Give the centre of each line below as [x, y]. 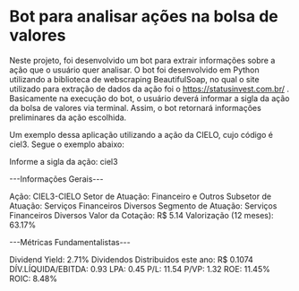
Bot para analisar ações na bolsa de [144, 17]
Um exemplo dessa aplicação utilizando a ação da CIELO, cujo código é [141, 134]
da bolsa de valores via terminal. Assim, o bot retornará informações [135, 107]
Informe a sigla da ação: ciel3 [64, 161]
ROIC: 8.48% [34, 278]
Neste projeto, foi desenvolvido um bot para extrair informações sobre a [142, 60]
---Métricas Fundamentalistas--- [70, 242]
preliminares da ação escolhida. [68, 117]
